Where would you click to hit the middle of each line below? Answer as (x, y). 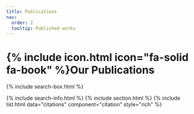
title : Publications (32, 12)
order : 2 (22, 23)
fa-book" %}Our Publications (80, 70)
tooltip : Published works (44, 28)
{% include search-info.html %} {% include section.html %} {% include (93, 98)
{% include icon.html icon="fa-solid (97, 58)
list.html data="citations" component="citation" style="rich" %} (84, 104)
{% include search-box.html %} (45, 87)
